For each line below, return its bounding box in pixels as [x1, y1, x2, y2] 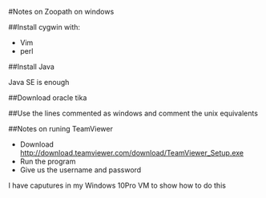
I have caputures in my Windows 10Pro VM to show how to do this [8, 180, 227, 190]
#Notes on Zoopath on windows [8, 7, 115, 16]
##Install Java [8, 62, 54, 71]
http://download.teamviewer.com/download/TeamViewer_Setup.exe [19, 148, 244, 157]
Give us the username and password [19, 165, 142, 175]
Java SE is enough [8, 78, 70, 87]
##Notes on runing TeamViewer [8, 124, 114, 133]
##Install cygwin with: [8, 22, 81, 31]
